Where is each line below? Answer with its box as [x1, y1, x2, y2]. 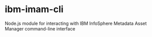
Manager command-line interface [5, 25, 75, 31]
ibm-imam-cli [5, 4, 64, 15]
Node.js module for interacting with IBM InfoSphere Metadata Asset [5, 20, 147, 26]
